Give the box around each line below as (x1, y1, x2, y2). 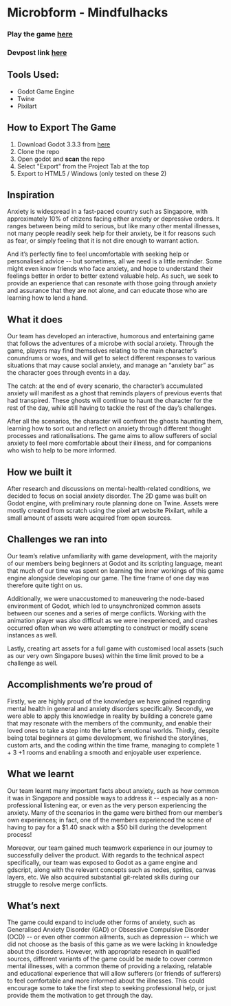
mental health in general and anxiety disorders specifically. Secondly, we (7, 704, 214, 712)
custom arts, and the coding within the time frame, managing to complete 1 (7, 741, 219, 749)
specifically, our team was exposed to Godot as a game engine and (7, 858, 198, 866)
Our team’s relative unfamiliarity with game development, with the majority (7, 551, 218, 560)
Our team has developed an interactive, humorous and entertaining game (7, 332, 214, 340)
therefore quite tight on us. (7, 581, 82, 589)
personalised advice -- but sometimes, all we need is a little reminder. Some (7, 257, 222, 265)
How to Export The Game (7, 122, 117, 133)
